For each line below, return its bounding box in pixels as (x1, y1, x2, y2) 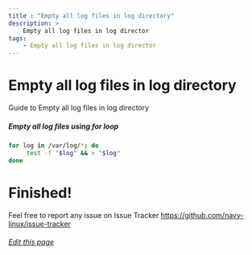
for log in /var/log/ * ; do (8, 142, 99, 150)
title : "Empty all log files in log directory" (8, 11, 175, 20)
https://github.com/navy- (160, 210, 244, 220)
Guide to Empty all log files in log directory (8, 103, 150, 113)
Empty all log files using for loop (8, 121, 119, 131)
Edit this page (8, 237, 55, 247)
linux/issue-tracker (8, 219, 71, 228)
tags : (8, 34, 27, 43)
